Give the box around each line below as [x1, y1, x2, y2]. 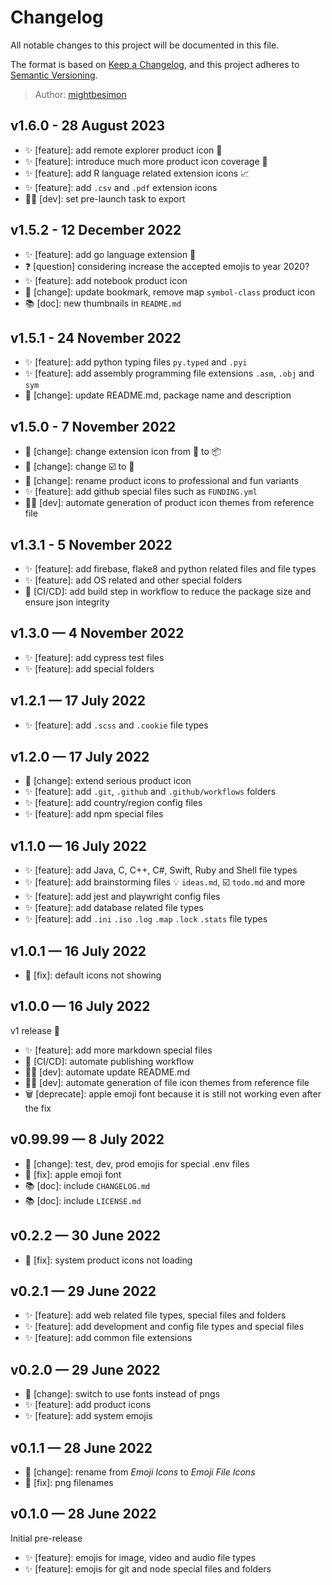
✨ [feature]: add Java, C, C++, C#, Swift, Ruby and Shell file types [24, 864, 298, 876]
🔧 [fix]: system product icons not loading [24, 1254, 193, 1266]
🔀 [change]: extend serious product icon [24, 775, 192, 787]
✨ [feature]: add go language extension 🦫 [24, 248, 197, 260]
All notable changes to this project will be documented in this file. [10, 39, 280, 51]
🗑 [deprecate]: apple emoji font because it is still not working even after [24, 1087, 322, 1100]
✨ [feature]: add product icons [24, 1399, 152, 1411]
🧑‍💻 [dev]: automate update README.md [24, 1066, 191, 1078]
